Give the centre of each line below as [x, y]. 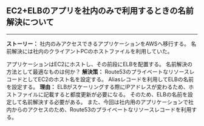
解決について [30, 22]
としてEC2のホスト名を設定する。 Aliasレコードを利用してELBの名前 [108, 79]
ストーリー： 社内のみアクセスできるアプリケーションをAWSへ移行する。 [98, 44]
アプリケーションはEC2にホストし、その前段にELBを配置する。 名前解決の [100, 64]
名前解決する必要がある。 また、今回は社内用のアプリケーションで [105, 102]
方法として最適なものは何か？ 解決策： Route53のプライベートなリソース [98, 71]
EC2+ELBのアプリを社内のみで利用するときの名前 [100, 11]
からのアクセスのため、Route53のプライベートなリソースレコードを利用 [101, 109]
